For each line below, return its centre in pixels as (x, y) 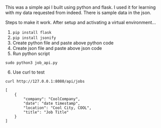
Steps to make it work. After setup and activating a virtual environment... (80, 22)
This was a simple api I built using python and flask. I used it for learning (80, 7)
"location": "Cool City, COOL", (58, 108)
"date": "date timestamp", (52, 103)
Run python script (31, 53)
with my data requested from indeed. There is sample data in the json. (78, 13)
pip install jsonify (34, 38)
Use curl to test (29, 72)
